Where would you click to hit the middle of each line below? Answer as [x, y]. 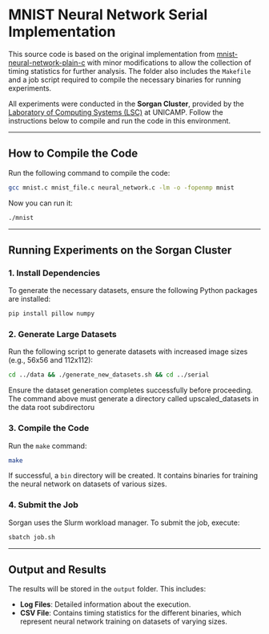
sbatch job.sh [32, 537]
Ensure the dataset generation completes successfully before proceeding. [131, 390]
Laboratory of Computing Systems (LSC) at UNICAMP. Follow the [116, 112]
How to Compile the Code [73, 154]
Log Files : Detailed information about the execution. [105, 604]
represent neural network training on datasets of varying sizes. [124, 622]
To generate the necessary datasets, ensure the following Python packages [133, 291]
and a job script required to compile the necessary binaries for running [125, 79]
